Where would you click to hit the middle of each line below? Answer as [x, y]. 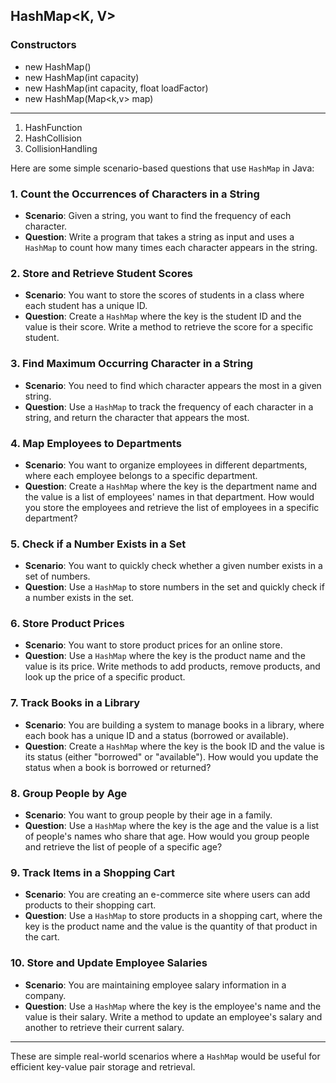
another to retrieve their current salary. [104, 1027]
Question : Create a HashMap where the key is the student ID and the [163, 316]
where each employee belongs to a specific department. [141, 475]
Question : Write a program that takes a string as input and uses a [159, 236]
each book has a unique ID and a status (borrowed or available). [156, 735]
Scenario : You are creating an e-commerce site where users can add [167, 895]
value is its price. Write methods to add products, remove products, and [172, 666]
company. [45, 995]
